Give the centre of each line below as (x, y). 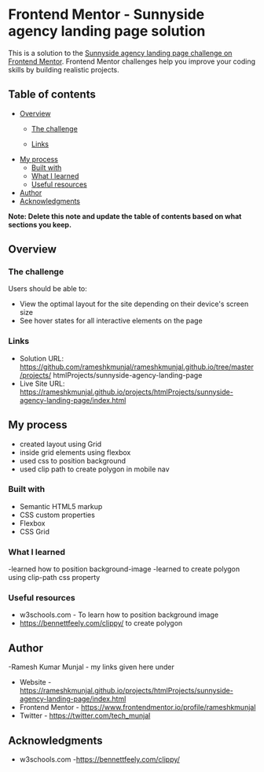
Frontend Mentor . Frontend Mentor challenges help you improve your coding (132, 61)
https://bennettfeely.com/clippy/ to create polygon (101, 623)
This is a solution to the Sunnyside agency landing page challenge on (120, 53)
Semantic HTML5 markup (61, 506)
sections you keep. (40, 224)
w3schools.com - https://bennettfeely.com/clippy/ (100, 759)
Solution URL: (42, 358)
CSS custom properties (57, 515)
